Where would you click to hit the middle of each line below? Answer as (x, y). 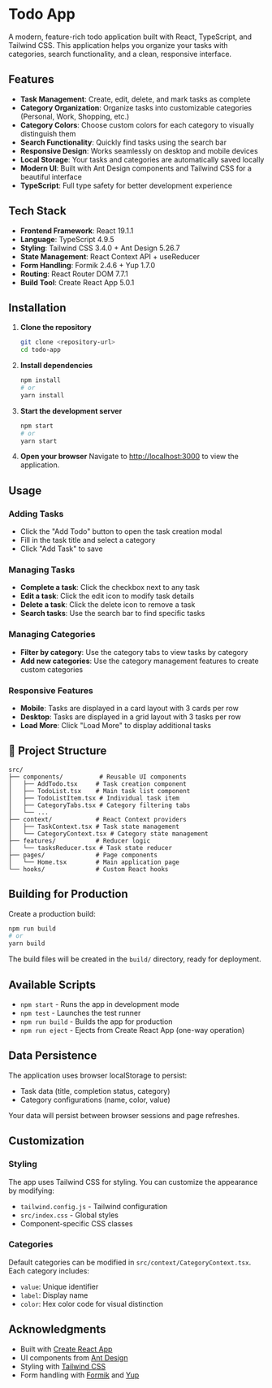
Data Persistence (53, 1056)
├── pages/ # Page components (83, 855)
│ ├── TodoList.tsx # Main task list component (99, 791)
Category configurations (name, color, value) (95, 1100)
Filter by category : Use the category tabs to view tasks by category (134, 652)
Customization (47, 1141)
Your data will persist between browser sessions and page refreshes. (124, 1115)
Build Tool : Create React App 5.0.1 (77, 282)
